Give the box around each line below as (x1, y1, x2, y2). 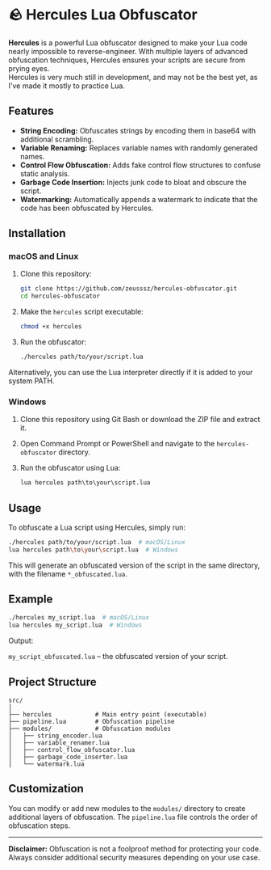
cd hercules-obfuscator (19, 292, 101, 301)
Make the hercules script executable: (19, 307, 144, 317)
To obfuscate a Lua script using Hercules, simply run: (8, 522, 186, 532)
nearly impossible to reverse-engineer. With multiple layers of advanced (8, 46, 248, 56)
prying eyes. (8, 63, 50, 73)
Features (8, 104, 54, 118)
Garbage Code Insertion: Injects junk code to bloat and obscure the (19, 177, 248, 187)
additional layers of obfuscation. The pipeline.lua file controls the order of (8, 812, 258, 821)
